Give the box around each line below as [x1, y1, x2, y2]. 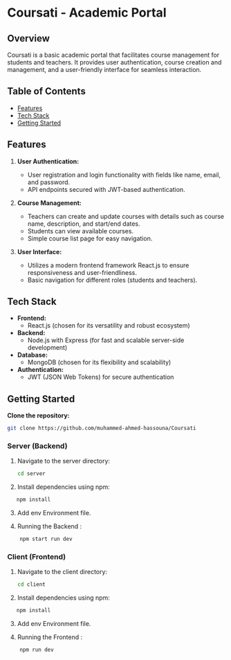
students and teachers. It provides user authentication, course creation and [7, 58, 222, 66]
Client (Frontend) [7, 552, 66, 562]
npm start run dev [19, 535, 73, 543]
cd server [17, 470, 46, 477]
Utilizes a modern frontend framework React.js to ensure [27, 261, 190, 269]
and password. [27, 178, 71, 186]
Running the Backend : [17, 522, 82, 530]
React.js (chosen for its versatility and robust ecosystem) [27, 321, 190, 330]
